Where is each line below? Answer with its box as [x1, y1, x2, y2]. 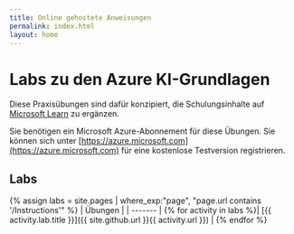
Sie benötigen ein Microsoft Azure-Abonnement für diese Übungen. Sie [9, 126, 276, 136]
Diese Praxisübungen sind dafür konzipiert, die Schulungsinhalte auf [9, 98, 265, 109]
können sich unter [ [9, 136, 82, 146]
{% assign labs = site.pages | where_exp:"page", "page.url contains [9, 195, 262, 206]
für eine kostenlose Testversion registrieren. [120, 145, 286, 156]
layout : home [9, 30, 59, 39]
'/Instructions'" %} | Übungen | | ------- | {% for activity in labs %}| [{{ [9, 205, 271, 216]
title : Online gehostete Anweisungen [9, 13, 152, 23]
